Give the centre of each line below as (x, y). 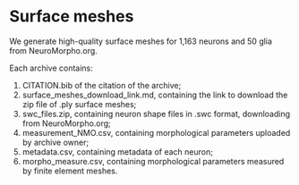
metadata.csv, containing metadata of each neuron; (117, 151)
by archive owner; (56, 142)
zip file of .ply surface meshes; (79, 104)
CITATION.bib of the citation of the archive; (102, 85)
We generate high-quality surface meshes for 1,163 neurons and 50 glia (141, 41)
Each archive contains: (51, 68)
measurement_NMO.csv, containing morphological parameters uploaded (156, 132)
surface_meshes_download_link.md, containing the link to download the (155, 95)
